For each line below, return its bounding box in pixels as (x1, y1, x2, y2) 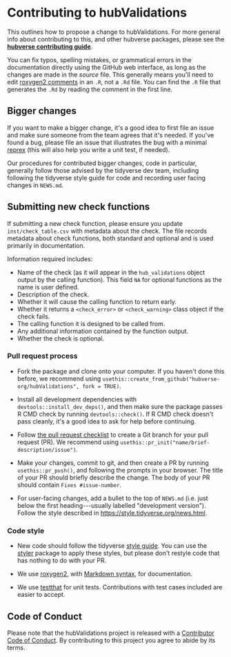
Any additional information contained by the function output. (17, 327, 189, 335)
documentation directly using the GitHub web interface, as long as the (7, 63, 207, 71)
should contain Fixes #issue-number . (17, 480, 122, 488)
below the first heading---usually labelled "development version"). (17, 501, 206, 509)
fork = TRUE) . (82, 381, 122, 390)
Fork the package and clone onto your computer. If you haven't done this (17, 367, 225, 375)
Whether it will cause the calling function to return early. (17, 297, 177, 305)
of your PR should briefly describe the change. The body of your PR (17, 473, 210, 482)
